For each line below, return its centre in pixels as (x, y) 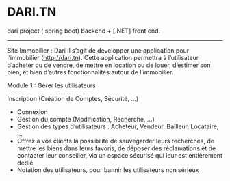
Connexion (32, 112)
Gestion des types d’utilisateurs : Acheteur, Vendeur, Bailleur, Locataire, (118, 126)
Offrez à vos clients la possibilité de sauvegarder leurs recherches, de (115, 141)
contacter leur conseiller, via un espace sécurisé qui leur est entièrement (119, 155)
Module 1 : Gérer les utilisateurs (51, 85)
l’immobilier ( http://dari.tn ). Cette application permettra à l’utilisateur (103, 57)
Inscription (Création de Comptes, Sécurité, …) (73, 98)
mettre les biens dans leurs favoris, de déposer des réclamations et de (116, 148)
